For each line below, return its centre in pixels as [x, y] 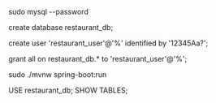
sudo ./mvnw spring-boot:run [58, 75]
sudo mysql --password [49, 12]
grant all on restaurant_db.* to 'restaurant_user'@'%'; [98, 59]
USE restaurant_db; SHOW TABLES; [68, 90]
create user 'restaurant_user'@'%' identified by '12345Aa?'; [108, 43]
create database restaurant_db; [61, 27]
